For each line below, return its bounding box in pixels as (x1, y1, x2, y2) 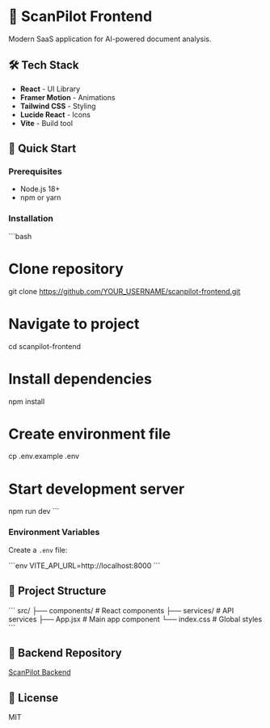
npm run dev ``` (8, 507, 60, 516)
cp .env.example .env (8, 452, 79, 461)
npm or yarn (19, 193, 61, 203)
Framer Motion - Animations (19, 92, 116, 102)
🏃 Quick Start (8, 141, 77, 156)
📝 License (8, 691, 59, 705)
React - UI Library (19, 84, 81, 94)
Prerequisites (8, 166, 62, 177)
